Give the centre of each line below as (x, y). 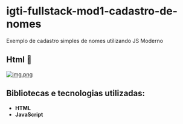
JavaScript (29, 114)
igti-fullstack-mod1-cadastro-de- (92, 11)
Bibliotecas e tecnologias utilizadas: (76, 93)
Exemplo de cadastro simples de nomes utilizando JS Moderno (85, 41)
